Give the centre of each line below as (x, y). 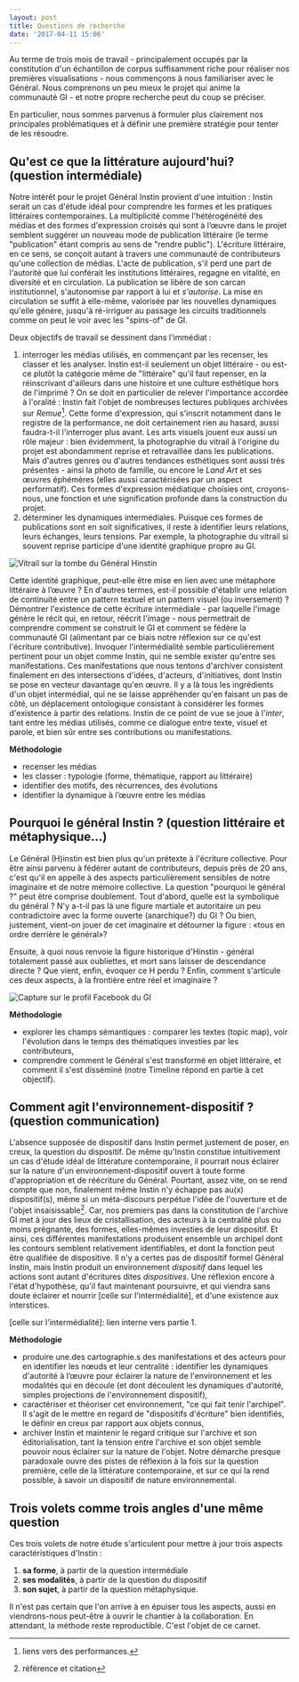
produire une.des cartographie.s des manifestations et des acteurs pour (154, 1357)
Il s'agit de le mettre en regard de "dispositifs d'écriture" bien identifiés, (153, 1414)
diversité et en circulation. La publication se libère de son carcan (128, 283)
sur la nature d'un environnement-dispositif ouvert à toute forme (127, 1171)
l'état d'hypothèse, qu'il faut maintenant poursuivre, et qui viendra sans (140, 1286)
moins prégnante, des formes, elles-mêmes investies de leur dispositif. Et (144, 1229)
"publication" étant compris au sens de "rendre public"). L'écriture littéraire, (148, 244)
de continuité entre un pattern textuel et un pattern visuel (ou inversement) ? (149, 599)
